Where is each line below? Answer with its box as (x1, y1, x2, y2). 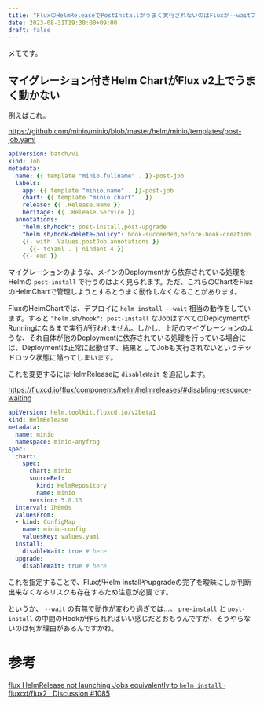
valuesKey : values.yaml (22, 533, 101, 541)
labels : (15, 179, 41, 187)
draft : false (8, 26, 51, 34)
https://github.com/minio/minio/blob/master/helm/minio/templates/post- (8, 126, 242, 136)
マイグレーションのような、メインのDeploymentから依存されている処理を (8, 268, 247, 277)
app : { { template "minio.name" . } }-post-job (22, 186, 174, 195)
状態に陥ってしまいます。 (35, 352, 118, 362)
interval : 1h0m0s (15, 503, 72, 511)
